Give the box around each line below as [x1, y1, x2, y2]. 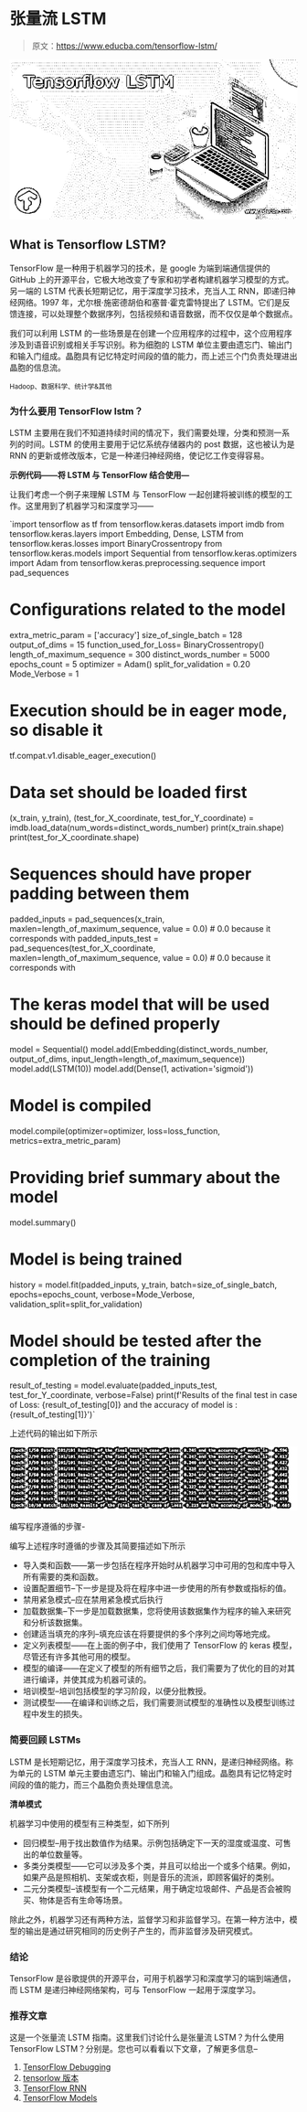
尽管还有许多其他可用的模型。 [22, 1651, 135, 1662]
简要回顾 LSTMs [9, 1733, 81, 1746]
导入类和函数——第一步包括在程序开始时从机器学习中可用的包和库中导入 [22, 1560, 295, 1571]
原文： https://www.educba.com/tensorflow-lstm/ [31, 40, 217, 51]
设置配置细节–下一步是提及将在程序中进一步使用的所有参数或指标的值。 [22, 1583, 291, 1594]
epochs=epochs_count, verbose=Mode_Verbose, [9, 1288, 195, 1299]
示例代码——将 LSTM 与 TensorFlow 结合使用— [9, 470, 190, 481]
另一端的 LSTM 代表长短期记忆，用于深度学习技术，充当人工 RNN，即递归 [9, 285, 288, 296]
